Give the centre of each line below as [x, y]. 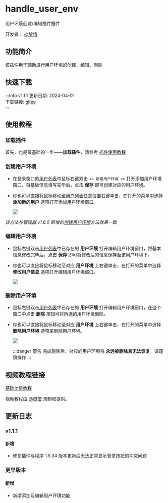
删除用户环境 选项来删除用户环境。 [48, 331]
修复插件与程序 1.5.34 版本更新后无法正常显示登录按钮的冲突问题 [80, 456]
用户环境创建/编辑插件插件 [33, 23]
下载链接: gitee [21, 102]
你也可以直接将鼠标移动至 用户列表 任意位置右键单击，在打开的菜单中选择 [88, 196]
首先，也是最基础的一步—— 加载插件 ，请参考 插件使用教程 [66, 152]
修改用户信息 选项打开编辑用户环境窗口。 [55, 271]
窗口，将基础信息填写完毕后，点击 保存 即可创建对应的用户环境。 [80, 185]
